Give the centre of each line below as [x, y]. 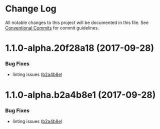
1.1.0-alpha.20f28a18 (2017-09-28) [80, 48]
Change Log [31, 9]
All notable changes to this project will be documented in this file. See [77, 22]
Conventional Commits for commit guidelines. [52, 27]
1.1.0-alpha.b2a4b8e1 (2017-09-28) [80, 95]
